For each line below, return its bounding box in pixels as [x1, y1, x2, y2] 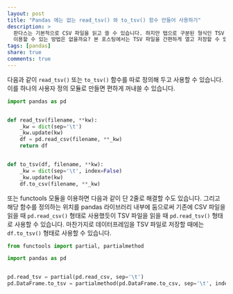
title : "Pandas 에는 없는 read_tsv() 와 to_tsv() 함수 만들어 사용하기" [7, 17, 201, 24]
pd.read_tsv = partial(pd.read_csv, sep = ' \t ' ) [7, 274, 144, 281]
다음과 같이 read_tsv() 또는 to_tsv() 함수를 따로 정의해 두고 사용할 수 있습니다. [7, 75, 224, 83]
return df [19, 142, 49, 149]
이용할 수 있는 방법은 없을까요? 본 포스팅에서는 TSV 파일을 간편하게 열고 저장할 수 [13, 36, 220, 43]
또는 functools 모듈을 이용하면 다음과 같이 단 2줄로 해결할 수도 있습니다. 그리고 [7, 194, 221, 202]
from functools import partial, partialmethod [7, 243, 144, 250]
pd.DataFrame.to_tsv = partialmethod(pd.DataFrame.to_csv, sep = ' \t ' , [7, 280, 213, 287]
